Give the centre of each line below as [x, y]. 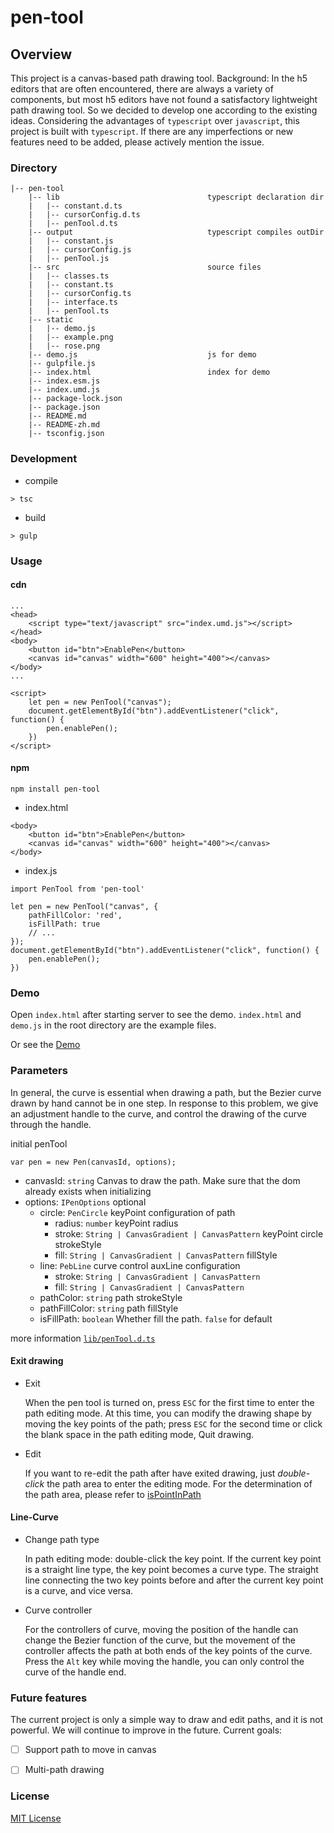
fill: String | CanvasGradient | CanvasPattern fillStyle [166, 1255]
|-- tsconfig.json [66, 434]
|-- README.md [57, 416]
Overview [41, 54]
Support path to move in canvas [90, 1750]
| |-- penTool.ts [69, 311]
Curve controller [58, 1610]
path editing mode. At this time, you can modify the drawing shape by [168, 1413]
